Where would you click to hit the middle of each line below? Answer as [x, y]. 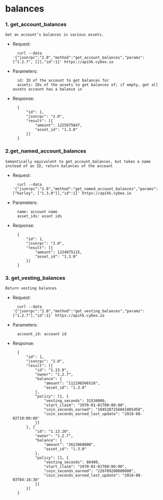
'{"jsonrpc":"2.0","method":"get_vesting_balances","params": [78, 311]
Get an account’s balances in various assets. [54, 35]
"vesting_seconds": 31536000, [75, 401]
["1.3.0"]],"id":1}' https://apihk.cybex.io [84, 193]
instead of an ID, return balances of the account [59, 166]
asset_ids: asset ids [40, 216]
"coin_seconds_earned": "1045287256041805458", [94, 410]
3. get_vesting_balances [35, 278]
